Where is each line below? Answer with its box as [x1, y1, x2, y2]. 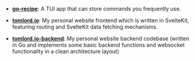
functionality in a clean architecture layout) [12, 48, 120, 55]
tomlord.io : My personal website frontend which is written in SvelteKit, [12, 17, 190, 24]
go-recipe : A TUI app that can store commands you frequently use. [12, 5, 181, 12]
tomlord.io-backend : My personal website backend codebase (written [12, 35, 190, 42]
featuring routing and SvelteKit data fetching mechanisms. [12, 24, 158, 30]
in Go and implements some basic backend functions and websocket [12, 42, 185, 48]
